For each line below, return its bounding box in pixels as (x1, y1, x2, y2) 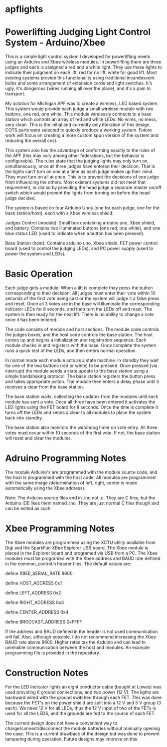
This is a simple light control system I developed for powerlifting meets (5, 53, 151, 59)
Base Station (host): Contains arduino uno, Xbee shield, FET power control (5, 240, 158, 246)
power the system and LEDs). (5, 251, 66, 257)
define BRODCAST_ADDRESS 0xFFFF (5, 618, 82, 624)
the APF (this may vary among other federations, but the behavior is (5, 152, 145, 158)
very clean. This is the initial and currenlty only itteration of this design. (5, 121, 151, 128)
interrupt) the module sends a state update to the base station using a (5, 368, 149, 374)
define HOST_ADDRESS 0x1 (5, 580, 62, 586)
